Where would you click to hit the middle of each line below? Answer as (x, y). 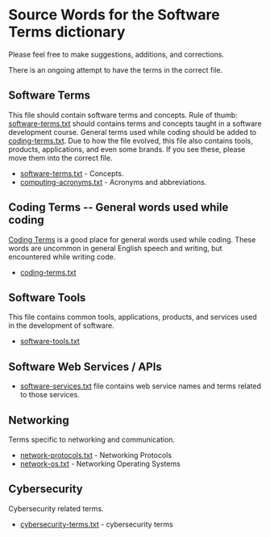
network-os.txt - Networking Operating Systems (100, 464)
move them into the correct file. (60, 157)
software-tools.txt (50, 342)
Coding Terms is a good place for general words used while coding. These (132, 239)
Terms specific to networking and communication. (92, 439)
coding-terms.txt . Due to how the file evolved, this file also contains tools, (131, 141)
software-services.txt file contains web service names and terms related (141, 386)
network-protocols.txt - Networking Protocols (96, 455)
